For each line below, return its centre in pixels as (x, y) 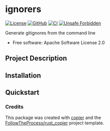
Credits (14, 107)
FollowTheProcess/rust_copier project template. (55, 123)
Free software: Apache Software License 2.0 (59, 42)
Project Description (36, 58)
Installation (23, 76)
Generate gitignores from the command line (50, 33)
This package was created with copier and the (53, 118)
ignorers (23, 9)
